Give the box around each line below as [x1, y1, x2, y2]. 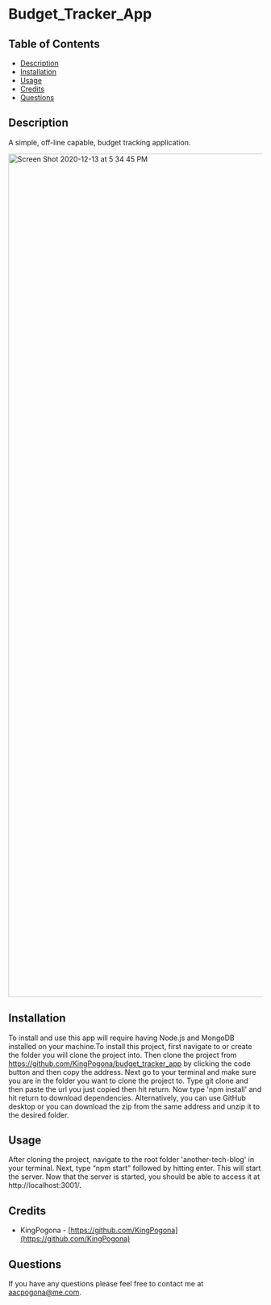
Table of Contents [8, 37, 101, 51]
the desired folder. [8, 1110, 69, 1119]
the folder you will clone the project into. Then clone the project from [8, 1050, 237, 1060]
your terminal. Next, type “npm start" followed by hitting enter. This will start [8, 1164, 261, 1173]
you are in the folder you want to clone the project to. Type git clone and [8, 1076, 248, 1085]
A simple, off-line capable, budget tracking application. [8, 137, 191, 147]
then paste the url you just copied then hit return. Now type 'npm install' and [8, 1084, 262, 1094]
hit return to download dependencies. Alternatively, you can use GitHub [8, 1093, 246, 1102]
